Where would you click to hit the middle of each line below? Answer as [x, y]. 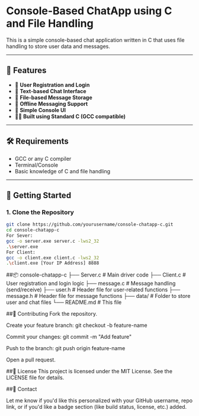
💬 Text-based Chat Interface [51, 91]
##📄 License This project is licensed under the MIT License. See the [89, 371]
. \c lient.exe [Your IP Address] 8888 [53, 263]
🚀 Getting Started [39, 195]
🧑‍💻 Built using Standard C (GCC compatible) [70, 116]
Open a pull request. [31, 360]
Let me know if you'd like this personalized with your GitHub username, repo [99, 401]
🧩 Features [26, 70]
